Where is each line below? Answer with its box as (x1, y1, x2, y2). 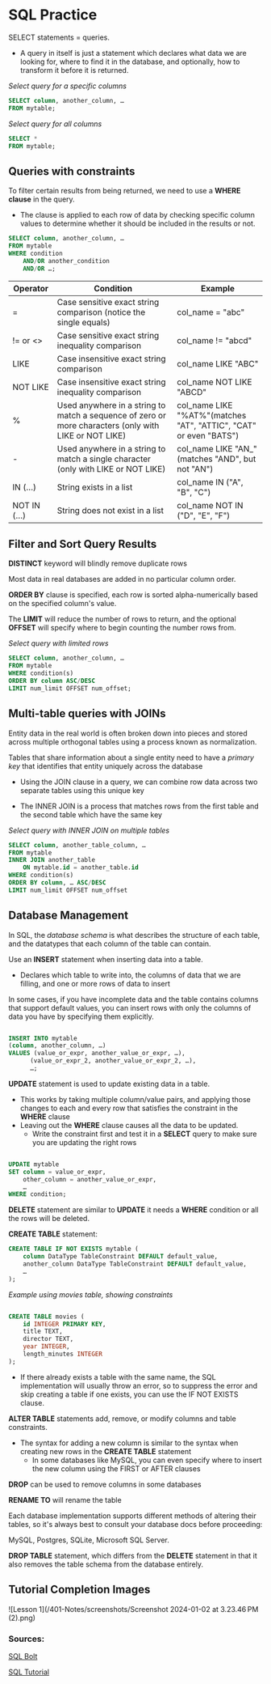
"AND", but (215, 453, 256, 464)
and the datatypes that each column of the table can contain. (8, 939, 211, 948)
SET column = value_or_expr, (8, 1168, 106, 1176)
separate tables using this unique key (19, 785, 145, 795)
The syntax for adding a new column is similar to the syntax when (19, 1438, 239, 1448)
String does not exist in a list (56, 504, 164, 515)
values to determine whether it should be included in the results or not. (19, 218, 256, 228)
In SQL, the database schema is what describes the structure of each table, (8, 930, 261, 940)
